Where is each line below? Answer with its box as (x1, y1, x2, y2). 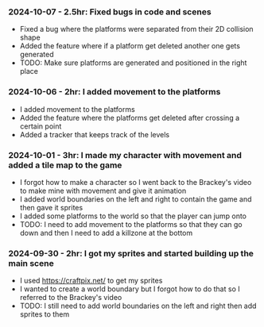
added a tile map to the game (8, 160, 122, 171)
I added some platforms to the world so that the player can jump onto (19, 211, 247, 221)
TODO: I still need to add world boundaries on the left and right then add (19, 301, 257, 311)
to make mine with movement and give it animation (19, 186, 187, 195)
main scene (8, 257, 54, 268)
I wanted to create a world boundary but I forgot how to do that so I (19, 284, 240, 294)
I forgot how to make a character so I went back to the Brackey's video (19, 177, 252, 187)
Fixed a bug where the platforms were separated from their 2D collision (19, 25, 254, 34)
